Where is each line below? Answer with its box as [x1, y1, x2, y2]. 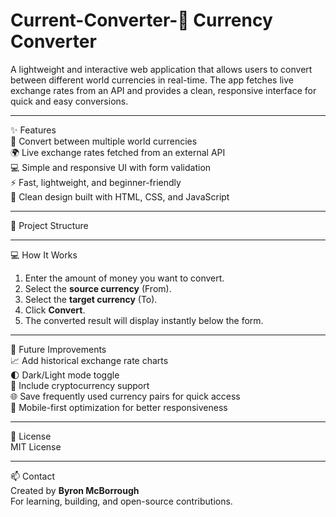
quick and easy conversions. [10, 95, 129, 107]
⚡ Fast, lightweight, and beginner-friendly [10, 176, 182, 188]
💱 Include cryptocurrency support [10, 379, 150, 391]
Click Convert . [24, 304, 86, 316]
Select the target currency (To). [24, 293, 158, 305]
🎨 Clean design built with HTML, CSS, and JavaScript [10, 190, 230, 203]
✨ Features [10, 124, 57, 136]
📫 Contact [10, 470, 55, 482]
